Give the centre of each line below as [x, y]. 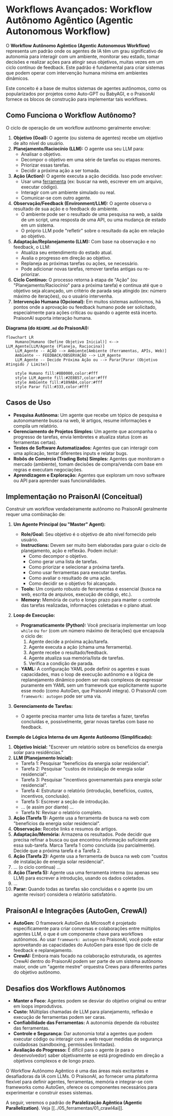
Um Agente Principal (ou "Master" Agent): [59, 524]
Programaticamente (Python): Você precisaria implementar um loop [93, 625]
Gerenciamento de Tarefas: [43, 706]
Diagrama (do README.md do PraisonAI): [47, 328]
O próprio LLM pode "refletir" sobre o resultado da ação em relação [93, 230]
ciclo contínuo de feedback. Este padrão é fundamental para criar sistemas [85, 67]
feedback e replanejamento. [43, 950]
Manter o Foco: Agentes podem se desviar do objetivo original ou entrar [90, 1001]
